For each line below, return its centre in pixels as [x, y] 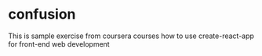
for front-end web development [59, 44]
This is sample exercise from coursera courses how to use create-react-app [131, 36]
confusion [42, 14]
